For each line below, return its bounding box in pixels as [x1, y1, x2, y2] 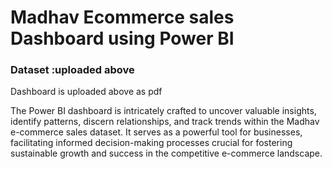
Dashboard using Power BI [10, 27, 235, 50]
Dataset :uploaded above [10, 63, 135, 77]
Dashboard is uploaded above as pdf [10, 86, 163, 98]
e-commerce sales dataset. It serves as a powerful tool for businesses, [10, 126, 303, 138]
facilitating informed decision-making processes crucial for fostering [10, 137, 293, 149]
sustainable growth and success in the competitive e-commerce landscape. [10, 147, 323, 160]
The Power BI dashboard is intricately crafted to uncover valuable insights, [10, 105, 317, 117]
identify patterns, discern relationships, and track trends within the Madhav [10, 116, 320, 128]
